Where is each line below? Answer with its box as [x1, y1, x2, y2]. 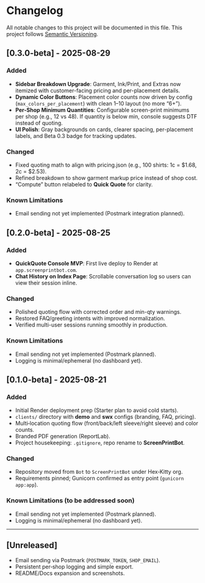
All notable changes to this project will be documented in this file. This [6, 24, 183, 31]
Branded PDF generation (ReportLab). [15, 433, 111, 440]
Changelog [6, 4, 63, 18]
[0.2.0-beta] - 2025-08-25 [6, 227, 111, 238]
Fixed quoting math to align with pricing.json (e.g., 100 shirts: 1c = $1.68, [15, 161, 197, 168]
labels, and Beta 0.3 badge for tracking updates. [15, 132, 137, 139]
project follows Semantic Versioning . [6, 30, 99, 37]
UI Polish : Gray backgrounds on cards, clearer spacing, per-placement [15, 126, 193, 133]
